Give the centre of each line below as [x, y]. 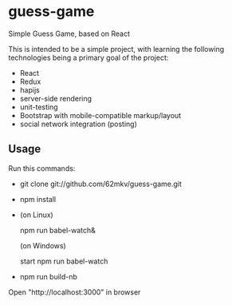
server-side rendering [56, 98]
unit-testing [39, 107]
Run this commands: [42, 168]
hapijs [29, 89]
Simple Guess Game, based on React [69, 34]
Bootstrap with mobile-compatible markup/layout [100, 115]
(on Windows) [43, 245]
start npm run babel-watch [64, 261]
